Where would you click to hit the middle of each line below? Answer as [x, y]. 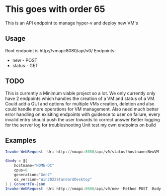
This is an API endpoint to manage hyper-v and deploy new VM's [72, 23]
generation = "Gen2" [33, 175]
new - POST [25, 60]
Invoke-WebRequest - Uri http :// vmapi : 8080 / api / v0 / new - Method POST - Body [83, 189]
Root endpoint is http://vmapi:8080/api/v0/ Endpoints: [60, 50]
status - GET [25, 65]
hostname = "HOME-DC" [34, 166]
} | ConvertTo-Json [25, 184]
